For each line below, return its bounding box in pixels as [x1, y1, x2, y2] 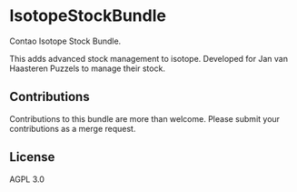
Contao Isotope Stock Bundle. [9, 35, 122, 46]
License [9, 149, 55, 165]
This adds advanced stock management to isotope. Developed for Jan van [9, 53, 289, 64]
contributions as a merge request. [9, 123, 136, 134]
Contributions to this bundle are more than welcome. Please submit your [9, 113, 280, 124]
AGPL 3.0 [9, 174, 45, 185]
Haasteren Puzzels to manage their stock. [9, 63, 166, 74]
